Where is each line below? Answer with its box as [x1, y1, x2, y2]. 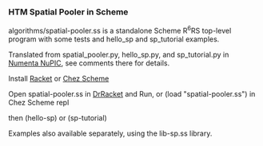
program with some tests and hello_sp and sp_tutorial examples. [8, 34, 220, 44]
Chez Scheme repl [8, 97, 70, 107]
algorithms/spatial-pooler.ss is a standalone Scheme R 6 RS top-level [8, 25, 232, 35]
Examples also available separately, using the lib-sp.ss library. [8, 128, 213, 138]
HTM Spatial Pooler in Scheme [8, 6, 129, 18]
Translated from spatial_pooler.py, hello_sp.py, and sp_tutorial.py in [8, 49, 229, 59]
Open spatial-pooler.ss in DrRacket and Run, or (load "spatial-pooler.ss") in [8, 89, 256, 98]
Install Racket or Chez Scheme [8, 73, 110, 83]
